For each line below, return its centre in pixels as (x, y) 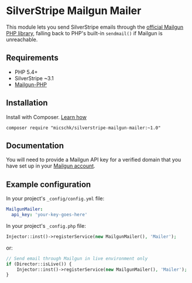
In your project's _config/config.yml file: (55, 199)
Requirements (32, 58)
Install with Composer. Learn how (46, 117)
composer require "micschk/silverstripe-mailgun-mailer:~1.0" (83, 128)
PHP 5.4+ (26, 72)
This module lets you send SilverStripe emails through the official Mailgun (95, 27)
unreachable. (22, 39)
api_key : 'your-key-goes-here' (49, 215)
